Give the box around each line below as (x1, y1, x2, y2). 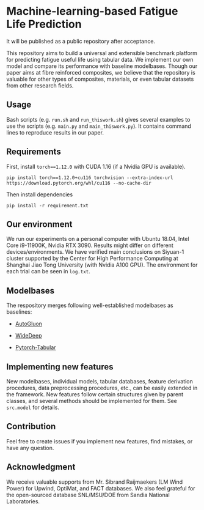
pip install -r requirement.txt (6, 202, 89, 209)
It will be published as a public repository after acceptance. (6, 37, 156, 45)
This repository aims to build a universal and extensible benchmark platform (6, 49, 197, 56)
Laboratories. (6, 497, 40, 505)
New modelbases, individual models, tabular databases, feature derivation (6, 378, 194, 385)
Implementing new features (6, 361, 114, 372)
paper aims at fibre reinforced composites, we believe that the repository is (6, 68, 195, 76)
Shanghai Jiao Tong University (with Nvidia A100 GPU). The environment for (6, 261, 198, 268)
